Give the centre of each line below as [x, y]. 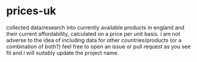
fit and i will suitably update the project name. [62, 52]
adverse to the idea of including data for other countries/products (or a [94, 40]
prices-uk [31, 11]
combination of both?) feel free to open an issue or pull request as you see [98, 46]
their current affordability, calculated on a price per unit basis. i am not [93, 33]
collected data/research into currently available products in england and [95, 27]
